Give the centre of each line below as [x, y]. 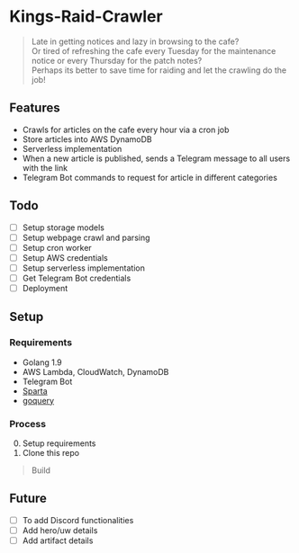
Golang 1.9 [42, 362]
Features [35, 108]
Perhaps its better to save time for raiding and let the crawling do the [159, 70]
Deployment [45, 288]
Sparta [35, 391]
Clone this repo [50, 452]
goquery [38, 400]
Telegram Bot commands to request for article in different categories [149, 177]
